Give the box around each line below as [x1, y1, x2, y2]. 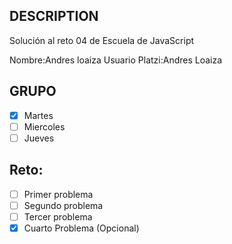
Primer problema [23, 188, 94, 200]
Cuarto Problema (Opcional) [23, 222, 140, 234]
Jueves [23, 132, 55, 144]
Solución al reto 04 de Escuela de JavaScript [9, 34, 195, 46]
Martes [23, 109, 54, 121]
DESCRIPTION [9, 8, 99, 25]
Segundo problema [23, 199, 104, 211]
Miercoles [23, 120, 66, 133]
